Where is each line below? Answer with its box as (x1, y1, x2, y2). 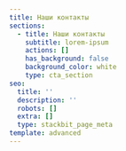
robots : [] (17, 104, 58, 113)
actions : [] (25, 46, 69, 55)
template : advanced (9, 129, 82, 138)
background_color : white (25, 63, 117, 72)
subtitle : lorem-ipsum (25, 37, 109, 47)
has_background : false (25, 54, 109, 63)
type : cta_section (25, 71, 93, 80)
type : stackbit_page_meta (17, 121, 114, 130)
